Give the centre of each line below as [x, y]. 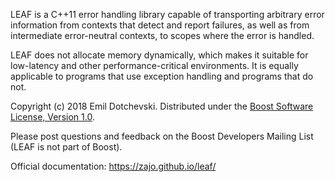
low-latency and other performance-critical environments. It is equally [154, 65]
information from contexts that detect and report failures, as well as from [160, 25]
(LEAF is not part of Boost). [66, 147]
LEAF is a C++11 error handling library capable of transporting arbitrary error [167, 14]
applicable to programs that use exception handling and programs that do [162, 76]
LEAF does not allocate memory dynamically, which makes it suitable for [159, 55]
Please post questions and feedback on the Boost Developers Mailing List [162, 136]
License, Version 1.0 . [52, 117]
